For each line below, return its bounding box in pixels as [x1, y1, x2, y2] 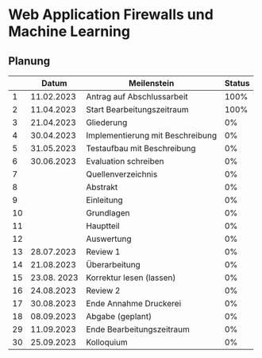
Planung [8, 54, 50, 68]
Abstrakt [86, 181, 118, 193]
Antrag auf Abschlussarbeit [86, 91, 188, 102]
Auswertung [86, 233, 132, 244]
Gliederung [86, 117, 128, 128]
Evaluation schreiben [86, 156, 164, 166]
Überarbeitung [86, 259, 141, 270]
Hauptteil [86, 220, 121, 232]
